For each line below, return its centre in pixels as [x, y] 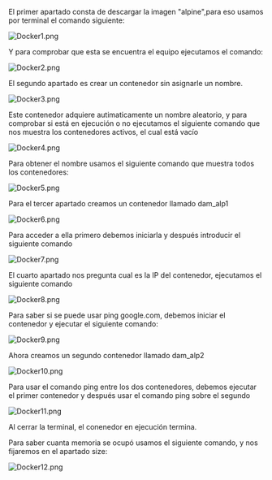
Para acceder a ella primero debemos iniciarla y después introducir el [125, 235]
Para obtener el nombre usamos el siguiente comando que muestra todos [131, 163]
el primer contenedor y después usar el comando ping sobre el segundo [129, 396]
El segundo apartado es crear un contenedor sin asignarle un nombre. [126, 83]
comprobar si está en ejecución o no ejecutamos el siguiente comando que [134, 123]
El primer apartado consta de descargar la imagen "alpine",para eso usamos [136, 12]
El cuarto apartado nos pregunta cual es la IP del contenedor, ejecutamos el [135, 275]
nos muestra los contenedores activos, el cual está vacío [104, 132]
